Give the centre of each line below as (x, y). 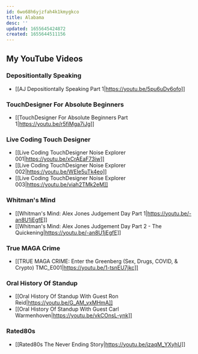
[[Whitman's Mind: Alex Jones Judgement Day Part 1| (81, 213)
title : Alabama (25, 17)
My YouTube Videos (45, 59)
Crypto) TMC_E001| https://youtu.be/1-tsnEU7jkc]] (76, 268)
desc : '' (17, 23)
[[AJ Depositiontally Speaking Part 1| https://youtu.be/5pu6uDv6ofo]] (100, 88)
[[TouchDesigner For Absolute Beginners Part (71, 117)
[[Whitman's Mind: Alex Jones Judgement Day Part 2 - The (88, 226)
